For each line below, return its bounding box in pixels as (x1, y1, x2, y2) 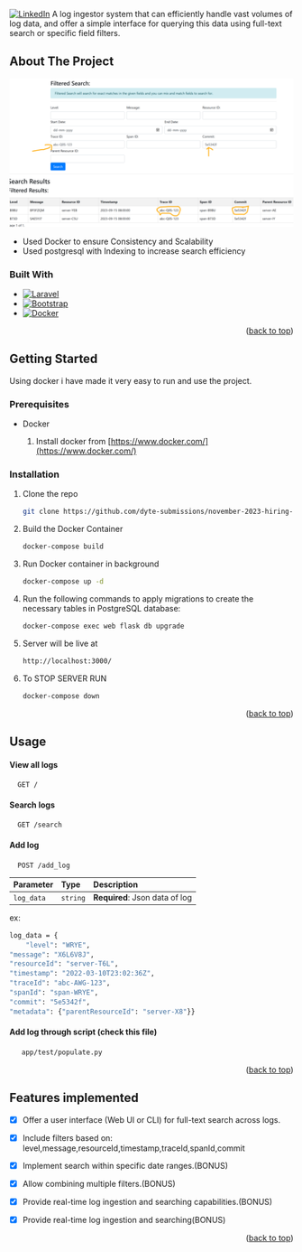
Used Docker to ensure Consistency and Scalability (22, 236, 214, 247)
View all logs (9, 759, 59, 770)
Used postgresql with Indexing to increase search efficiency (22, 245, 246, 257)
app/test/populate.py (21, 1048, 103, 1057)
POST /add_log (17, 861, 70, 870)
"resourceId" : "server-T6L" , (9, 959, 119, 968)
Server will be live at (22, 638, 98, 649)
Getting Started (9, 351, 98, 367)
